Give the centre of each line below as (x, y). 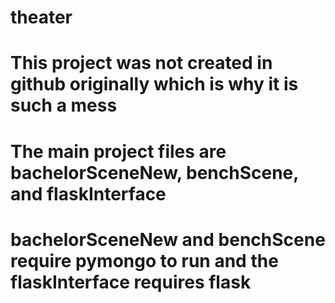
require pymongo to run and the (144, 260)
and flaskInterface (88, 193)
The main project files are (118, 151)
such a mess (64, 105)
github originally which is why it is (154, 84)
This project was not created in (141, 63)
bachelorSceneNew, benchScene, (154, 172)
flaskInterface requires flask (131, 282)
